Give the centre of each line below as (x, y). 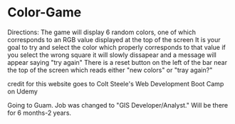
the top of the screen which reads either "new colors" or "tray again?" (110, 70)
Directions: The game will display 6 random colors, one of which (101, 32)
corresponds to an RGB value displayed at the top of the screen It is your (114, 39)
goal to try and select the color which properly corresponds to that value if (117, 47)
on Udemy (22, 91)
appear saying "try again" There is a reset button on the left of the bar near (117, 62)
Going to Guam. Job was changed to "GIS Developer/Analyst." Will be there (118, 105)
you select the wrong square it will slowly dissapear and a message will (112, 55)
